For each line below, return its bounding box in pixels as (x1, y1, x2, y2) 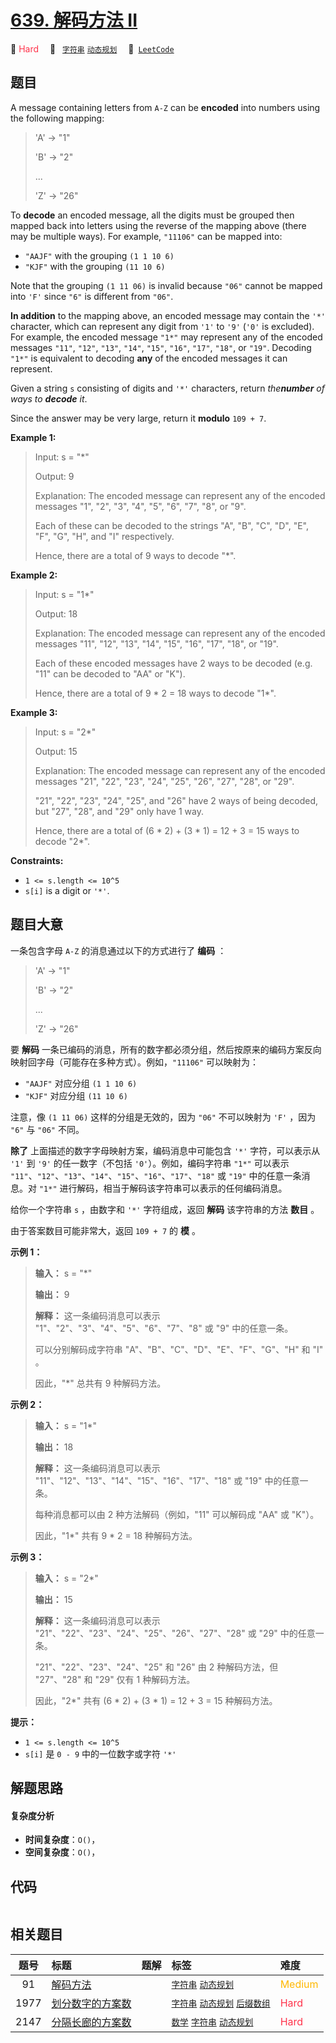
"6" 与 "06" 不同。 (10, 1123, 85, 1135)
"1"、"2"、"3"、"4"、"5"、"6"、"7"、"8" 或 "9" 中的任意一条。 (34, 1322, 294, 1334)
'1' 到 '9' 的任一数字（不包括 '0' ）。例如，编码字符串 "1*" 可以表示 (10, 1157, 290, 1169)
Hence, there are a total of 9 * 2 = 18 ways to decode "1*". (34, 687, 277, 699)
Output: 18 (34, 607, 78, 620)
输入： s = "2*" (34, 1572, 99, 1584)
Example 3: (10, 706, 58, 718)
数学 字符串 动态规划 (171, 2016, 254, 2028)
